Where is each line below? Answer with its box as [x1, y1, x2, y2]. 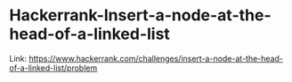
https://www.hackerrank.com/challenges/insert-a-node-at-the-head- [28, 53, 283, 63]
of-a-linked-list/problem [9, 63, 98, 73]
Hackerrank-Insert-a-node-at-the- [9, 5, 272, 26]
